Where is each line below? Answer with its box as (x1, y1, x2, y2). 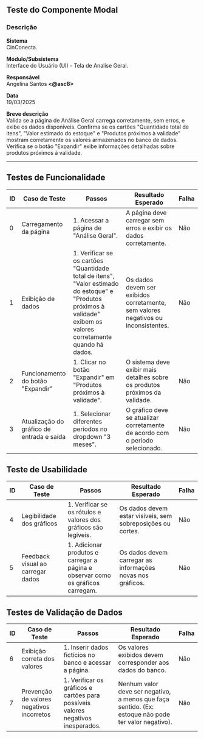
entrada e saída (21, 432, 66, 441)
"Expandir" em (73, 373, 115, 381)
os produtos (125, 380, 160, 389)
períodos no (73, 425, 107, 433)
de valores (21, 695, 52, 703)
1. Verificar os (63, 676, 104, 684)
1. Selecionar (73, 410, 111, 418)
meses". (73, 440, 97, 449)
